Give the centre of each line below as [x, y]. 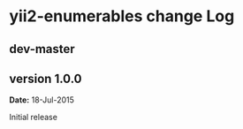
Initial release [33, 118]
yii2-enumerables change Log [122, 16]
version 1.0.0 [46, 78]
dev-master [42, 49]
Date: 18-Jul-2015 [42, 100]
